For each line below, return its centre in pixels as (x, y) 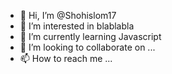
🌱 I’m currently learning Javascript (90, 36)
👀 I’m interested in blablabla (77, 26)
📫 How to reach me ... (66, 58)
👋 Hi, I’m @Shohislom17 (68, 15)
